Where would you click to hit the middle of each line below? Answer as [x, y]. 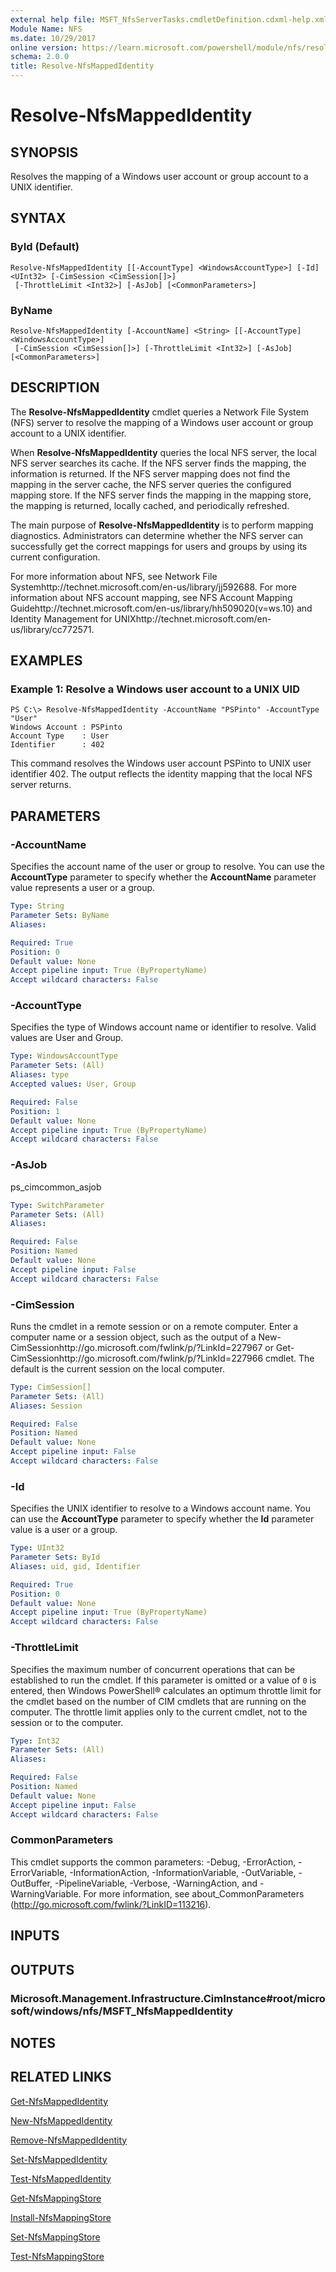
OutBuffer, [31, 1883]
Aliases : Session [46, 1406]
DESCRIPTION [55, 387]
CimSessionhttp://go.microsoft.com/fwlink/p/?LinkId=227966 [137, 1358]
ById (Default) [45, 247]
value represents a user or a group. [83, 888]
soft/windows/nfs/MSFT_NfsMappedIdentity [121, 2011]
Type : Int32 [35, 1741]
